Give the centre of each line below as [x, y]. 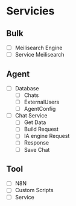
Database [27, 88]
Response [36, 143]
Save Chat [37, 149]
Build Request [41, 129]
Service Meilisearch [40, 55]
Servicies [30, 11]
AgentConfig [40, 109]
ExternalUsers [42, 102]
